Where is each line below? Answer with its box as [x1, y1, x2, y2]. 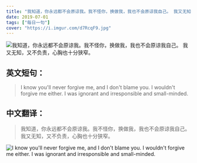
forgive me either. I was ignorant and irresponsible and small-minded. [20, 90, 189, 97]
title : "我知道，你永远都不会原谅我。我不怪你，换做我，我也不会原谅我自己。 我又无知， [6, 8, 196, 15]
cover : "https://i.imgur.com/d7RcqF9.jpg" [6, 25, 111, 31]
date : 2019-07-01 [6, 14, 49, 20]
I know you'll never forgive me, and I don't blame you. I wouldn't [20, 84, 175, 91]
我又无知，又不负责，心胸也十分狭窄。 [20, 133, 113, 140]
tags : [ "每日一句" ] [6, 19, 50, 25]
